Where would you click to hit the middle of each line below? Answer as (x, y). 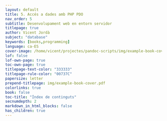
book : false (17, 92)
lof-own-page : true (25, 60)
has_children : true (25, 111)
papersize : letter (24, 79)
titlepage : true (22, 28)
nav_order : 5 (19, 19)
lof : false (16, 56)
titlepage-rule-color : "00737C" (39, 74)
